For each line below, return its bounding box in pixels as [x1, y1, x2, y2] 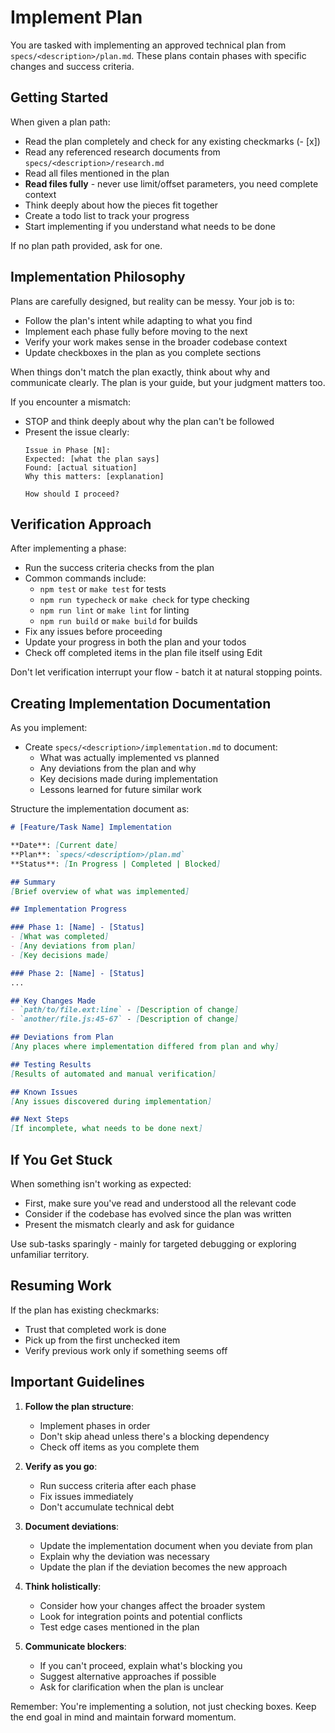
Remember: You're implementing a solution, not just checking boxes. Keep [10, 1700, 317, 1712]
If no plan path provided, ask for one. [10, 239, 163, 251]
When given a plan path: [10, 116, 111, 128]
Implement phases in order [39, 1419, 151, 1431]
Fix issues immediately [39, 1490, 134, 1502]
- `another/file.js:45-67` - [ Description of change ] [10, 1014, 240, 1025]
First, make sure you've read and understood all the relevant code [24, 1197, 297, 1209]
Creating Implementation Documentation [10, 695, 272, 712]
